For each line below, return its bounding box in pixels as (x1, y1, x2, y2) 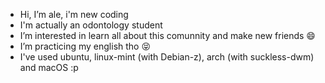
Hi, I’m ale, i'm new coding (19, 9, 129, 20)
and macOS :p (19, 62, 79, 73)
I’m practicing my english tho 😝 (19, 40, 152, 52)
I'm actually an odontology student (19, 19, 163, 31)
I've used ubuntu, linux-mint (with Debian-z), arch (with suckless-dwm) (19, 51, 315, 63)
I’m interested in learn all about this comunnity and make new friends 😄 (19, 30, 316, 41)
